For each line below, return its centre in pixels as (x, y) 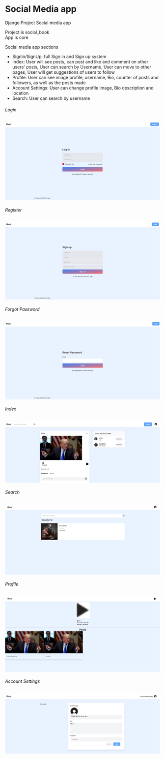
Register (14, 210)
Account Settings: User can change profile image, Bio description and (83, 88)
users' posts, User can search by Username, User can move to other (82, 67)
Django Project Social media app (38, 23)
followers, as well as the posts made (49, 83)
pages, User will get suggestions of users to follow (64, 72)
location (20, 93)
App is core (17, 37)
